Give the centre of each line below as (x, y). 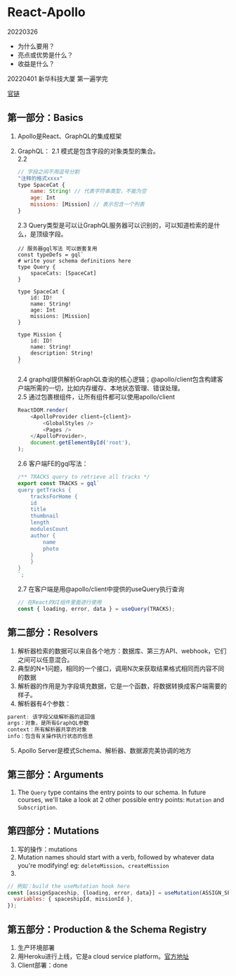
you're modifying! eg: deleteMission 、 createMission (93, 865)
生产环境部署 (36, 948)
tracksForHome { (54, 496)
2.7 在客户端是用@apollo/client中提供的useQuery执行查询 (101, 589)
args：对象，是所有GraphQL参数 (48, 723)
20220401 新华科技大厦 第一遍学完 (58, 79)
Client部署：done (42, 965)
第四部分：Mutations (53, 831)
